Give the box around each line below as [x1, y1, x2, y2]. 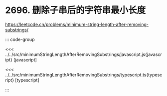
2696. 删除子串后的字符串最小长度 [5, 4, 146, 16]
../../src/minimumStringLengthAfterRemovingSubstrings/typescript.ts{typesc [5, 71, 163, 77]
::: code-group [5, 36, 35, 42]
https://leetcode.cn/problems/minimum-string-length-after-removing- [5, 21, 149, 27]
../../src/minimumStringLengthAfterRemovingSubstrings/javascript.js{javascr [5, 51, 162, 57]
